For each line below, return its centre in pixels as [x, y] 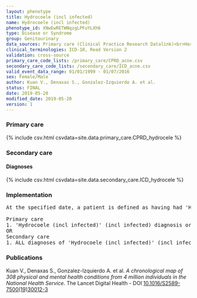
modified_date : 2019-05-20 [39, 99]
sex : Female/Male [27, 77]
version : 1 [19, 104]
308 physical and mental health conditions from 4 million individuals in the [96, 277]
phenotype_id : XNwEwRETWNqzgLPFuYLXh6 [53, 28]
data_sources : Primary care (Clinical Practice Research [77, 45]
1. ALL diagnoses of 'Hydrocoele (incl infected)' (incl [90, 243]
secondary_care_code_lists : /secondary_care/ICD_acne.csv [78, 66]
